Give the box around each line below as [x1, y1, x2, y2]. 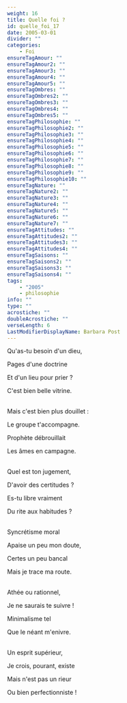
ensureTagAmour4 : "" [7, 73, 66, 81]
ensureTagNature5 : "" [7, 207, 69, 214]
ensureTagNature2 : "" [7, 188, 69, 195]
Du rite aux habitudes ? [7, 507, 72, 515]
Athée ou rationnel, [7, 588, 61, 596]
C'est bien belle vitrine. [7, 387, 72, 395]
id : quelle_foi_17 [7, 23, 59, 29]
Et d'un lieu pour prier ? [7, 374, 73, 382]
